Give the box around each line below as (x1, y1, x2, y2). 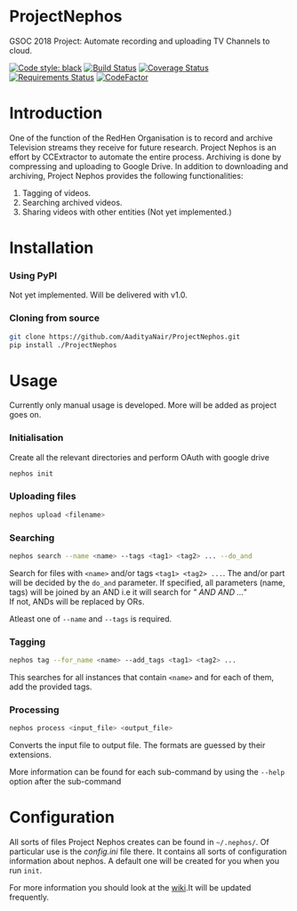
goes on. (9, 410, 42, 420)
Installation (9, 238, 94, 258)
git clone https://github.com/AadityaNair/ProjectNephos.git (9, 332, 241, 341)
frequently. (9, 892, 49, 903)
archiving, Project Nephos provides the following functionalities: (9, 170, 244, 181)
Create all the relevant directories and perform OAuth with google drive (9, 451, 269, 462)
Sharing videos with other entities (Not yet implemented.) (21, 207, 232, 217)
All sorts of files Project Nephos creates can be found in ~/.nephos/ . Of (9, 837, 269, 848)
